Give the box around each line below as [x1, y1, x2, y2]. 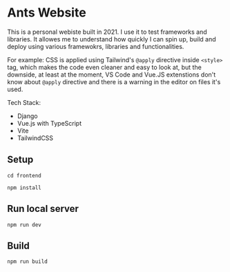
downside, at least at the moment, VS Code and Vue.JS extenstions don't [7, 70, 216, 79]
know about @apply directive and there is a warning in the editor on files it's [7, 77, 221, 86]
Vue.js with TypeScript [17, 119, 82, 127]
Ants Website [7, 5, 86, 21]
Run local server [7, 203, 79, 215]
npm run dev [7, 221, 41, 229]
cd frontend [7, 172, 41, 179]
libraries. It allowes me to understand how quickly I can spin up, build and [7, 35, 216, 43]
